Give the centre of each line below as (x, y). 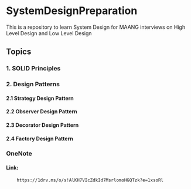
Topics (19, 52)
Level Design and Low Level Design (49, 33)
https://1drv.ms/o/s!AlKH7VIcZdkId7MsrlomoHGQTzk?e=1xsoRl (90, 180)
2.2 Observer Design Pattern (42, 112)
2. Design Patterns (33, 85)
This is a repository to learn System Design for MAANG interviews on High (96, 27)
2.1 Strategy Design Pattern (40, 98)
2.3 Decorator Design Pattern (42, 125)
